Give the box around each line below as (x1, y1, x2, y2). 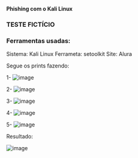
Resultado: (6, 133, 33, 140)
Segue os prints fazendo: (6, 62, 70, 69)
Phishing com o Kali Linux (6, 5, 73, 12)
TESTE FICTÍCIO (6, 20, 55, 29)
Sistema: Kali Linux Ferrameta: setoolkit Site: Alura (6, 50, 133, 58)
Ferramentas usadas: (6, 36, 71, 45)
